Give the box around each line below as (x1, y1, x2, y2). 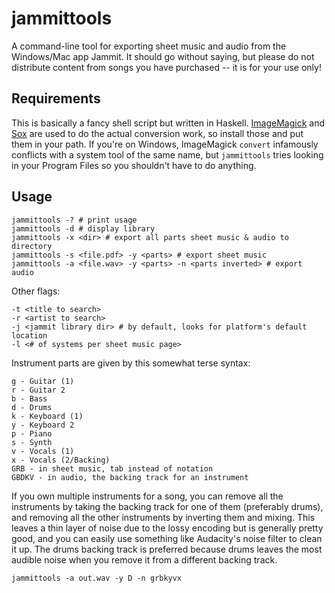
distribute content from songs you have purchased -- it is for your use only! (11, 61, 322, 73)
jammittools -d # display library (11, 223, 156, 234)
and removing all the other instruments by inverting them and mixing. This (11, 511, 316, 523)
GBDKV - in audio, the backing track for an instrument (11, 472, 249, 482)
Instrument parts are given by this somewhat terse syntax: (11, 357, 251, 369)
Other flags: (11, 285, 61, 297)
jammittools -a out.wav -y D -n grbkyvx (11, 573, 183, 583)
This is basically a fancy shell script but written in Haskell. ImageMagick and (11, 117, 326, 129)
